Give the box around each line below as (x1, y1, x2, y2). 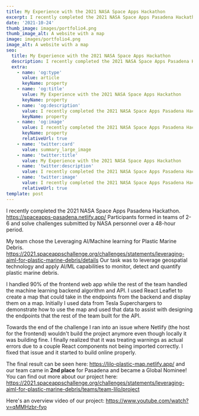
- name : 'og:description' (17, 102, 81, 109)
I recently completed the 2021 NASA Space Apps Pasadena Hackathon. (6, 207, 181, 214)
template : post (6, 190, 44, 196)
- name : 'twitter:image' (17, 174, 78, 180)
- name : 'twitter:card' (17, 141, 76, 147)
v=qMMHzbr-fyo (6, 403, 47, 410)
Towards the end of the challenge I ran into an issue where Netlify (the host (6, 323, 190, 331)
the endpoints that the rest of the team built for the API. (6, 312, 141, 319)
